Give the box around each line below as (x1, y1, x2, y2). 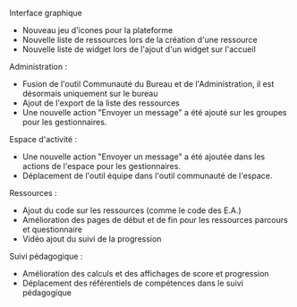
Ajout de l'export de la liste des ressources (21, 98, 181, 108)
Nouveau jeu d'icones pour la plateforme (21, 25, 174, 35)
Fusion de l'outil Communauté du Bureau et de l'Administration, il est (21, 79, 275, 89)
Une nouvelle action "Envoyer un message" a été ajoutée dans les (21, 151, 266, 162)
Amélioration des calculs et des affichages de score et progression (21, 269, 270, 278)
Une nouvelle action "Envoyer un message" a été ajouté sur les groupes (21, 107, 287, 117)
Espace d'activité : (9, 134, 78, 144)
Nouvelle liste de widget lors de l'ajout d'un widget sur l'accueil (21, 44, 257, 55)
